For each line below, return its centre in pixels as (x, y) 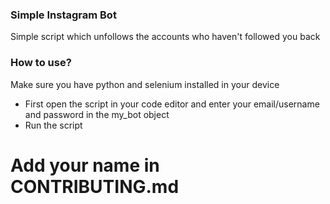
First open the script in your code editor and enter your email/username (172, 104)
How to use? (41, 63)
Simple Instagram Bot (63, 15)
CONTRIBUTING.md (95, 186)
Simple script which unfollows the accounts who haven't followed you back (165, 37)
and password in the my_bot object (97, 114)
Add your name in (85, 165)
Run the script (53, 125)
